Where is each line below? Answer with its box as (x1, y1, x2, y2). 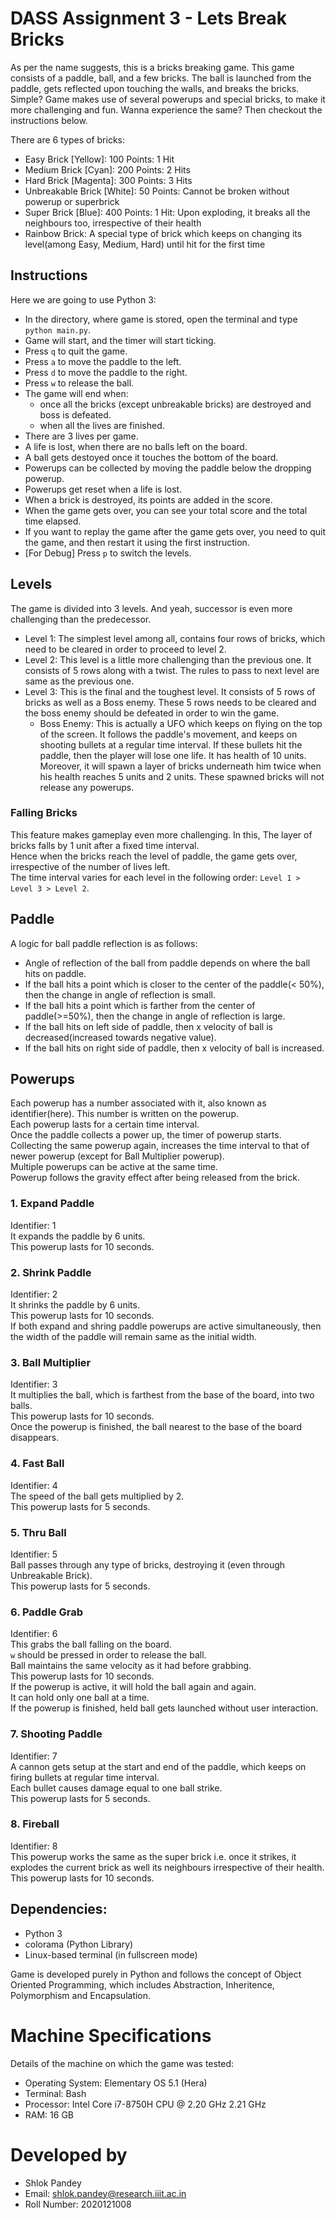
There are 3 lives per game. (24, 430, 139, 442)
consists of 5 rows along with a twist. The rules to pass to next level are (24, 664, 320, 676)
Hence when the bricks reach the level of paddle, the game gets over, (10, 850, 298, 862)
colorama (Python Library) (24, 1938, 134, 1950)
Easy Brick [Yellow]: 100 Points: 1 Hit (24, 153, 175, 165)
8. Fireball (10, 1817, 60, 1831)
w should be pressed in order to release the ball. (10, 1649, 207, 1661)
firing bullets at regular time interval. (10, 1771, 160, 1783)
